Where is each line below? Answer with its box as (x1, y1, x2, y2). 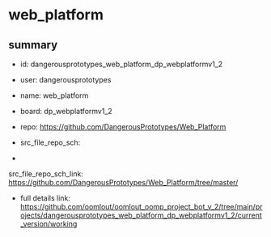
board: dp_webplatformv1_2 (19, 107, 113, 116)
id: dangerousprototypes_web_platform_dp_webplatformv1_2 (19, 59, 223, 69)
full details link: (19, 193, 71, 203)
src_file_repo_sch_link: (8, 169, 83, 179)
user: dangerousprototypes (19, 75, 112, 84)
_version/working (19, 219, 78, 228)
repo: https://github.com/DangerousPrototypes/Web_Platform (19, 122, 227, 131)
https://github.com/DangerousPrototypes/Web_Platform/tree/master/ (8, 178, 239, 187)
